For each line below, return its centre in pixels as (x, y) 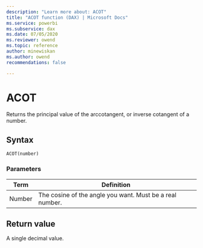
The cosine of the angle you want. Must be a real (108, 195)
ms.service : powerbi (32, 23)
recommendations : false (36, 62)
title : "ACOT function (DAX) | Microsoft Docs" (67, 18)
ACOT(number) (23, 154)
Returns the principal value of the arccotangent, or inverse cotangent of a (98, 114)
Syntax (20, 140)
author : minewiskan (31, 51)
